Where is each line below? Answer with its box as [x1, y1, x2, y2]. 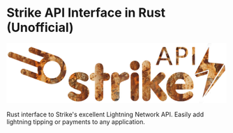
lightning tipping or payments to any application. [6, 117, 146, 126]
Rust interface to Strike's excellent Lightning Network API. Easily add [6, 110, 204, 118]
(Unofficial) [6, 19, 74, 36]
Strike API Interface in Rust [6, 5, 166, 21]
